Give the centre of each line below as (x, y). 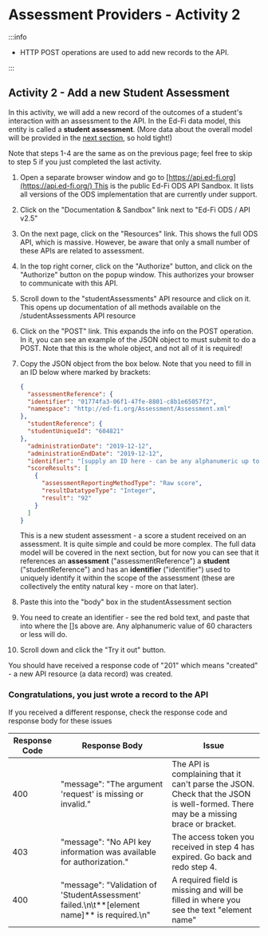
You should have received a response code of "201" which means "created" (133, 666)
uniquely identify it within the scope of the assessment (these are (127, 578)
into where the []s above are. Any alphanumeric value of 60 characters (136, 626)
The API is (190, 763)
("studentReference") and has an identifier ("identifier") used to (125, 570)
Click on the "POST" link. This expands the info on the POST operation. (136, 331)
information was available (109, 851)
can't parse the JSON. (213, 783)
